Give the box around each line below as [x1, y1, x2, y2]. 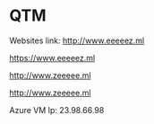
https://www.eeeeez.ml [9, 52, 96, 63]
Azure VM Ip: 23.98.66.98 [9, 104, 105, 115]
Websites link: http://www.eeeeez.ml [9, 35, 145, 46]
